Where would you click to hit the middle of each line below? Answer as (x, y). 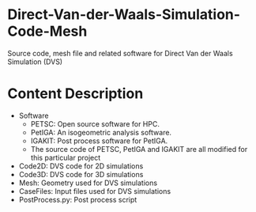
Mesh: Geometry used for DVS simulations (88, 183)
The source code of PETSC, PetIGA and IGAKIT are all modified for (139, 149)
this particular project (66, 157)
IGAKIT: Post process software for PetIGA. (99, 141)
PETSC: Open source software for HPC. (95, 123)
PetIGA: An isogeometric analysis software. (101, 132)
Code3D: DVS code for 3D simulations (81, 174)
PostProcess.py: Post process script (78, 199)
